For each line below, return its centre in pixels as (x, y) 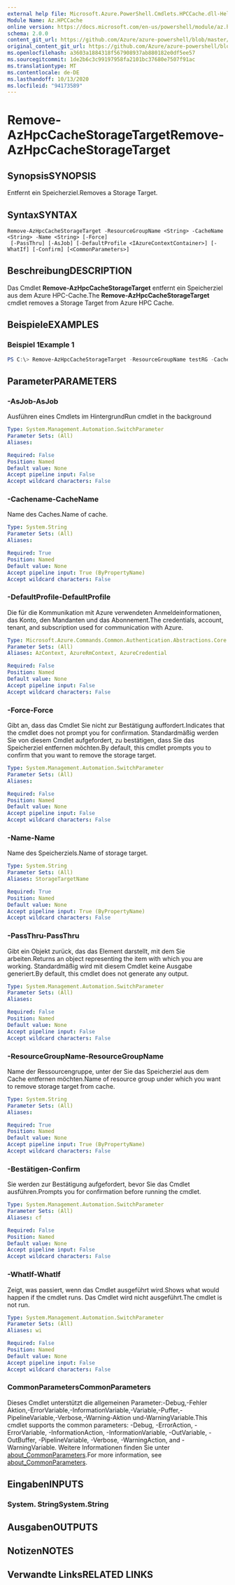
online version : (31, 27)
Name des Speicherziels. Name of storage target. (78, 853)
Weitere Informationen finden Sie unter (114, 1447)
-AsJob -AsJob (33, 401)
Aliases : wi (24, 1331)
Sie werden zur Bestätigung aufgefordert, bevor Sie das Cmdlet (99, 1184)
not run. (19, 1305)
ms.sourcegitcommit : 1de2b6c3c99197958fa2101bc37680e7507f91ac (101, 60)
